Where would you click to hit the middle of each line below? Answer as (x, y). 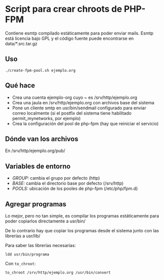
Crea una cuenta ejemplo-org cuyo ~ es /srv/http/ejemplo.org (75, 97)
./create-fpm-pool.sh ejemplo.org (41, 70)
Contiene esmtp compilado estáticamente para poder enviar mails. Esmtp (79, 33)
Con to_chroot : (20, 264)
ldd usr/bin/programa (27, 254)
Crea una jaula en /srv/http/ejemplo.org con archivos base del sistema (83, 102)
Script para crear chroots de (64, 9)
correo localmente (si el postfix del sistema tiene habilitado (72, 113)
